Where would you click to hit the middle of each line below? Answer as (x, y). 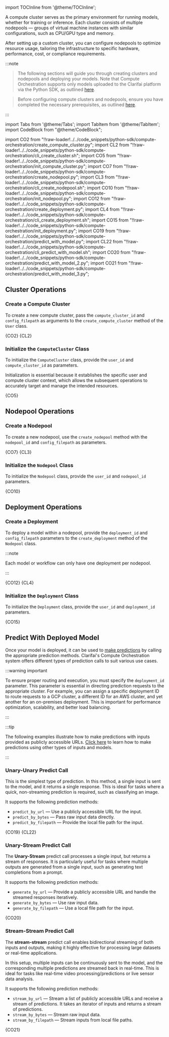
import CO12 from (92, 199)
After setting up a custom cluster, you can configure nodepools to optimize (83, 43)
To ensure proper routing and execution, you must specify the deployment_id (85, 680)
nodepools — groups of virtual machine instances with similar (69, 28)
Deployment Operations (44, 507)
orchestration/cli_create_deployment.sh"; (48, 220)
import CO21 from (109, 263)
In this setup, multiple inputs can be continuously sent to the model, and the (84, 963)
